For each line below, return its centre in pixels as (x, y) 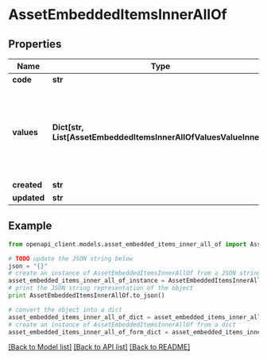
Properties (35, 44)
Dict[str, (68, 127)
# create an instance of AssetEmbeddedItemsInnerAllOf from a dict (122, 324)
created (27, 185)
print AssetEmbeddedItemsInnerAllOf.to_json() (87, 295)
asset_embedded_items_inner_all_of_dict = (79, 317)
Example (30, 226)
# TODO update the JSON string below (71, 259)
